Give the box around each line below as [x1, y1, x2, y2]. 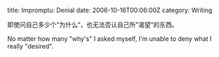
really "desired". [7, 42, 54, 50]
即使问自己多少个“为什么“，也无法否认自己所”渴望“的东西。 [7, 20, 178, 29]
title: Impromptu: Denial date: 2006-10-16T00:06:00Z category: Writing [7, 6, 213, 14]
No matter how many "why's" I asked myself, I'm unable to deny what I [7, 34, 212, 43]
